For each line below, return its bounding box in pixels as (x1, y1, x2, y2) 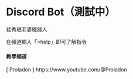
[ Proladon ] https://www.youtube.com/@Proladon (6, 66, 127, 73)
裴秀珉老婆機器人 (6, 26, 47, 33)
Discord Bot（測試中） (6, 5, 116, 19)
